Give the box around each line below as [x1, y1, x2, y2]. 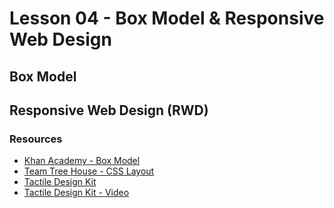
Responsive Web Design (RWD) [9, 102, 209, 119]
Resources [9, 132, 63, 146]
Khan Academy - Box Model [23, 155, 141, 167]
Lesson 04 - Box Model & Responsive [9, 7, 325, 30]
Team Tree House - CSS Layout [23, 165, 155, 177]
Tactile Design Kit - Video [23, 187, 130, 199]
